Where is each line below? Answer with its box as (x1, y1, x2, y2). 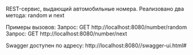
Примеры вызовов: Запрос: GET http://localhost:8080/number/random (5, 24, 188, 31)
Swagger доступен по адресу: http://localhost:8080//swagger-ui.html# (5, 42, 187, 49)
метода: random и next (5, 12, 65, 19)
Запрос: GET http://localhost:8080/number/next (5, 30, 128, 37)
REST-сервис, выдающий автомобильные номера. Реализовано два (5, 5, 184, 12)
